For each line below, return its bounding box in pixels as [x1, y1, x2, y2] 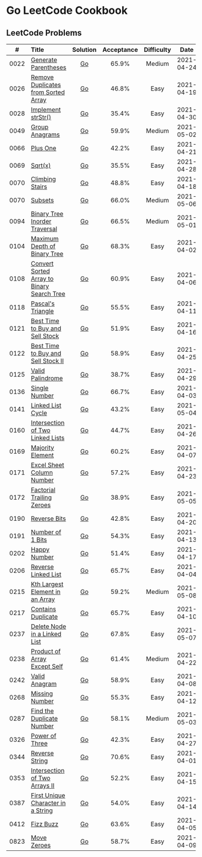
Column [31, 468, 53, 477]
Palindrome [31, 374, 63, 382]
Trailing [31, 493, 52, 502]
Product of [31, 647, 61, 655]
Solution [72, 46, 97, 54]
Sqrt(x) [31, 161, 51, 170]
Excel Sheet [31, 461, 64, 469]
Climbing [31, 175, 56, 183]
